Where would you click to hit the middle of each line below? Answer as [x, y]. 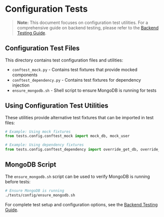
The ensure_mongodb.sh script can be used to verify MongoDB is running [78, 176]
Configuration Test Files [42, 48]
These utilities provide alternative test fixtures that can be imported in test [79, 117]
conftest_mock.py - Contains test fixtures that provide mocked [75, 69]
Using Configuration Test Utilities [57, 106]
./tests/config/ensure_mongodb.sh [40, 195]
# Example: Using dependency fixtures [44, 145]
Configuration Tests [46, 9]
